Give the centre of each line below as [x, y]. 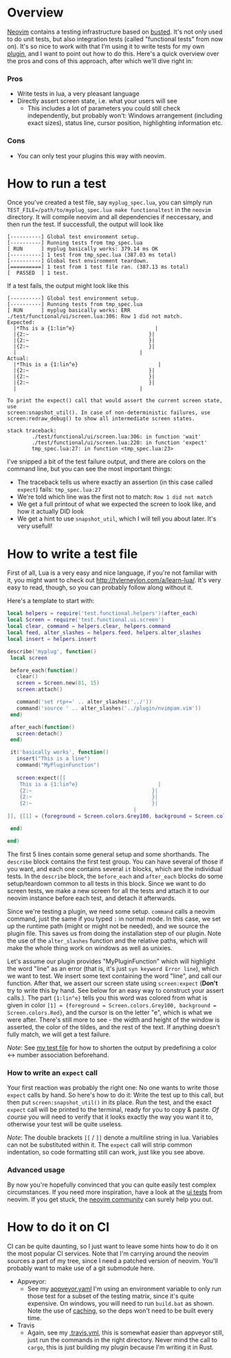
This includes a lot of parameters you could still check [104, 109]
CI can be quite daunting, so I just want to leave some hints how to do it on [113, 1247]
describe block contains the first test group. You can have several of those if [115, 862]
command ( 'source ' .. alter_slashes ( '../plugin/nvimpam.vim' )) [109, 708]
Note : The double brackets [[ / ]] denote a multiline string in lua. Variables [113, 1137]
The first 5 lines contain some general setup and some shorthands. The [108, 854]
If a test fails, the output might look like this [68, 286]
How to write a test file [73, 554]
